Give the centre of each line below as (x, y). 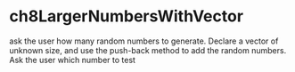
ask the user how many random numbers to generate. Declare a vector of (144, 41)
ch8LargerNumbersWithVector (126, 16)
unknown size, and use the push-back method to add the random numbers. (148, 50)
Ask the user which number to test (73, 60)
